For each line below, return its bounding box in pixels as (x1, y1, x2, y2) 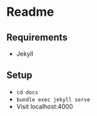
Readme (6, 4, 55, 20)
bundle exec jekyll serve (16, 96, 90, 103)
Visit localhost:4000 (16, 102, 73, 111)
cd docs (16, 89, 38, 96)
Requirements (6, 32, 68, 43)
